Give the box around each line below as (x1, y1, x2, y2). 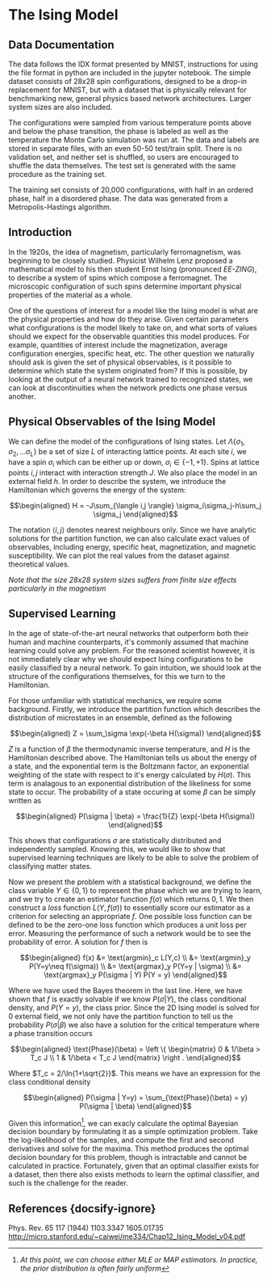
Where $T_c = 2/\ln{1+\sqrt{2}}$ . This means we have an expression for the (8, 1068, 261, 1078)
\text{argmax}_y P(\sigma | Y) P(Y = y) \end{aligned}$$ (44, 970, 227, 980)
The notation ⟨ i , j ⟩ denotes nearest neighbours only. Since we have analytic (8, 525, 256, 535)
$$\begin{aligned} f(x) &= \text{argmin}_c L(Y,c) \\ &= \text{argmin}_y (19, 952, 252, 963)
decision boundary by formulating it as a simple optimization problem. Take (8, 1127, 258, 1136)
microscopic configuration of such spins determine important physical (8, 281, 242, 291)
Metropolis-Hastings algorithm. (8, 202, 112, 212)
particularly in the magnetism (8, 584, 106, 593)
